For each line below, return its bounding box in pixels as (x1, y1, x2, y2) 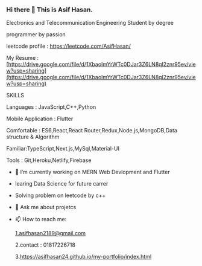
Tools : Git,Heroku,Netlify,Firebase (6, 157, 92, 164)
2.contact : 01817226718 (14, 241, 75, 248)
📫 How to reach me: (14, 216, 67, 223)
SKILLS (6, 92, 24, 99)
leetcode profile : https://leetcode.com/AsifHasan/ (6, 42, 131, 50)
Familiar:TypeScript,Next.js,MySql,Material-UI (6, 145, 119, 152)
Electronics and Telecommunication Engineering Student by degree (6, 19, 174, 27)
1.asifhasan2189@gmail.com (14, 230, 86, 237)
